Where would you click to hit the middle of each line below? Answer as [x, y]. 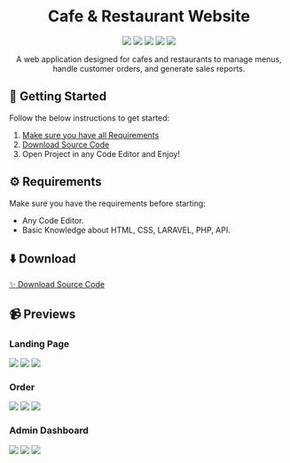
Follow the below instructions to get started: [90, 118]
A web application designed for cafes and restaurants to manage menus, [149, 59]
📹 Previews [43, 314]
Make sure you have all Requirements [90, 135]
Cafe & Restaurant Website [149, 16]
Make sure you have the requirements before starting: [107, 203]
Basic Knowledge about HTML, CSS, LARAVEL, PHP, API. [126, 230]
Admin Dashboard [49, 430]
